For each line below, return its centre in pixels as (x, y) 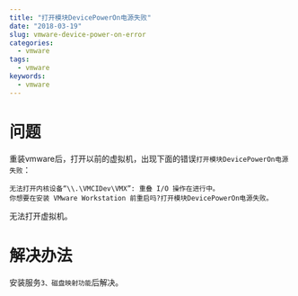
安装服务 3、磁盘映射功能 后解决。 (66, 282)
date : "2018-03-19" (46, 26)
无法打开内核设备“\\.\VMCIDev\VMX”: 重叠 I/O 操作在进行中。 (114, 188)
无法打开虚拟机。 (41, 216)
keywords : (28, 76)
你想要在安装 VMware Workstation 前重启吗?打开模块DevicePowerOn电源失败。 (141, 198)
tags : (19, 59)
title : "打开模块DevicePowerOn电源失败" (80, 18)
